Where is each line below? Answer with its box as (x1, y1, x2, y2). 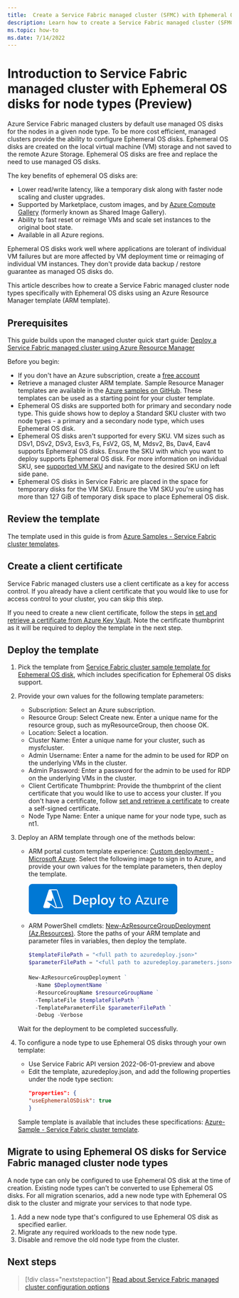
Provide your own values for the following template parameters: (17, 692, 204, 701)
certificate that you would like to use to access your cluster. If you (28, 789, 222, 798)
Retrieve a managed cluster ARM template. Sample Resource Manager (17, 379, 224, 387)
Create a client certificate (7, 560, 123, 572)
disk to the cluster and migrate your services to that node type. (7, 1199, 192, 1207)
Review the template (7, 513, 100, 525)
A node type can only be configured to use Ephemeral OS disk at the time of (7, 1176, 231, 1185)
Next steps (7, 1256, 57, 1268)
